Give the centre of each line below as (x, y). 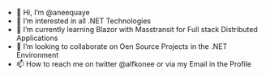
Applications (37, 38)
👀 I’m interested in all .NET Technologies (84, 21)
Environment (37, 55)
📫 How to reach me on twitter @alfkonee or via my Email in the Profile (134, 64)
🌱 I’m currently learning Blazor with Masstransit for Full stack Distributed (137, 29)
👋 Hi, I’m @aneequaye (53, 12)
